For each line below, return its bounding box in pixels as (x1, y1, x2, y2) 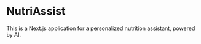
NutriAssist (6, 4, 66, 18)
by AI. (6, 31, 22, 38)
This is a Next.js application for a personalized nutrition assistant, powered (6, 24, 195, 32)
